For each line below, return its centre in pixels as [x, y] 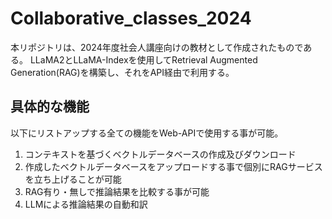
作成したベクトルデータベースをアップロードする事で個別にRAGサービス [173, 166]
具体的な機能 [50, 107]
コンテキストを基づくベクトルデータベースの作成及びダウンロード [160, 154]
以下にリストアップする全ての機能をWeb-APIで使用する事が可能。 [147, 133]
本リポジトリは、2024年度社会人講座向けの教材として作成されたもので [157, 47]
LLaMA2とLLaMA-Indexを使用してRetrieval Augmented [143, 59]
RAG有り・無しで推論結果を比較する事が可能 [117, 191]
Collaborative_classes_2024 [131, 18]
